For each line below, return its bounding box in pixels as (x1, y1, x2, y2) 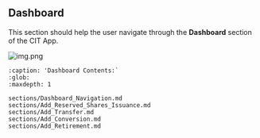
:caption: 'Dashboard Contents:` (8, 67, 119, 75)
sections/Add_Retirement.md (8, 122, 102, 130)
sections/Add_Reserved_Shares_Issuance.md (8, 101, 151, 109)
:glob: (8, 73, 30, 82)
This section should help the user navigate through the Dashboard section (8, 27, 253, 36)
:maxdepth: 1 (8, 80, 52, 88)
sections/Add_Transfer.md (8, 108, 94, 116)
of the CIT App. (8, 36, 59, 45)
